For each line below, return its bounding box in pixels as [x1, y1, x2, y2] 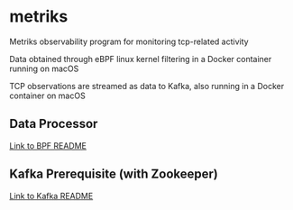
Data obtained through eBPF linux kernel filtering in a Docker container [9, 53, 272, 64]
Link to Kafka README [9, 190, 94, 201]
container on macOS [9, 90, 86, 101]
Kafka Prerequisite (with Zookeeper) [9, 167, 219, 182]
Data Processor [9, 116, 98, 132]
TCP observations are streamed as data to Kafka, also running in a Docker [9, 80, 285, 91]
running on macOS [9, 63, 79, 74]
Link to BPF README [9, 140, 87, 151]
